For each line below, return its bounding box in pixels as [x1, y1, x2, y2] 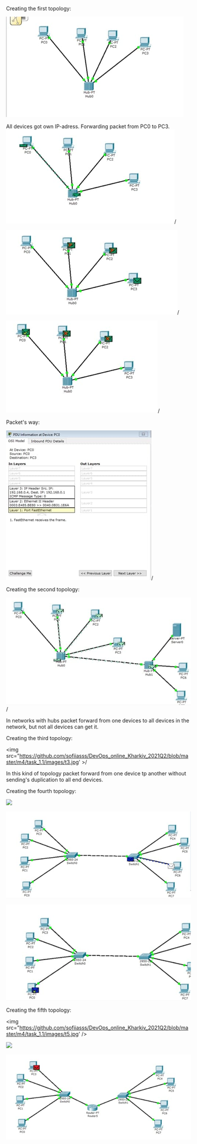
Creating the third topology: [6, 734, 73, 741]
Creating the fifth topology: [6, 1006, 72, 1013]
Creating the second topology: [6, 586, 80, 593]
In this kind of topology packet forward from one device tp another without [6, 770, 186, 777]
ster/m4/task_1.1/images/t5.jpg [6, 1030, 79, 1037]
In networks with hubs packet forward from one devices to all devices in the [6, 717, 189, 724]
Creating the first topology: [6, 5, 72, 12]
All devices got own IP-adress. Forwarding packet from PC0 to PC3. [6, 123, 170, 130]
